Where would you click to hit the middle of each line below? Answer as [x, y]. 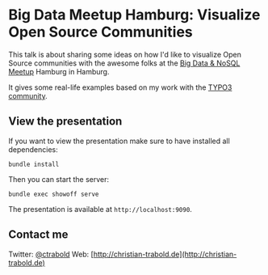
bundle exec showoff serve [54, 194]
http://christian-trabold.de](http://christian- [165, 254]
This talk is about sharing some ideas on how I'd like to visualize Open [125, 54]
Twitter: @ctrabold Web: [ [51, 254]
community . [28, 95]
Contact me [38, 235]
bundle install [34, 164]
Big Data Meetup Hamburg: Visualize [134, 15]
